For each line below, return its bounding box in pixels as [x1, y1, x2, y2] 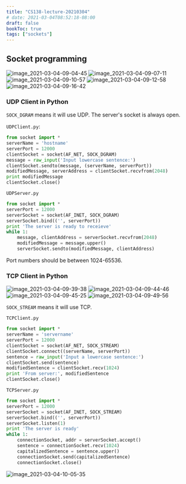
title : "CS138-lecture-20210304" [6, 8, 90, 15]
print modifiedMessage [6, 174, 63, 180]
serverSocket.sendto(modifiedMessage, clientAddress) [17, 246, 155, 252]
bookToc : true [6, 25, 42, 32]
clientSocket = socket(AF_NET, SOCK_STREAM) [6, 342, 120, 349]
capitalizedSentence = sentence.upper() [17, 448, 120, 454]
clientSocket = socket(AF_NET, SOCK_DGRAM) [6, 151, 117, 158]
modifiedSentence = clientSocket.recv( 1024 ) [6, 365, 120, 371]
